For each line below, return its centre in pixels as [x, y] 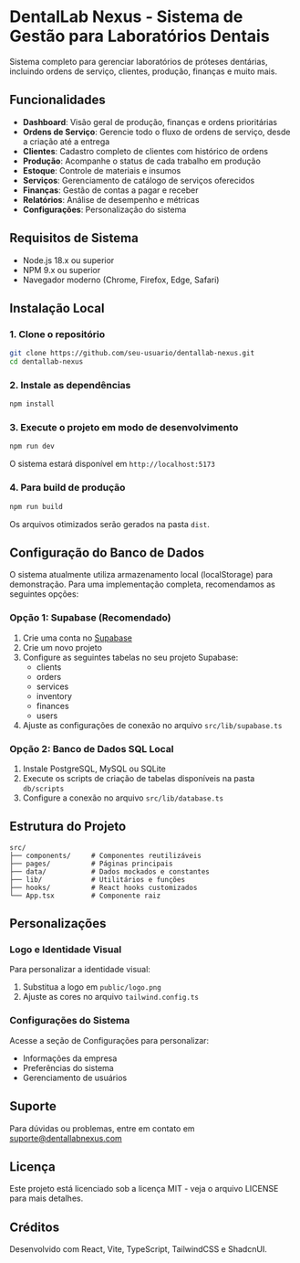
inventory [54, 695]
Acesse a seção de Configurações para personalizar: [109, 1040]
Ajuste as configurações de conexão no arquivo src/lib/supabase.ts [152, 725]
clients [49, 667]
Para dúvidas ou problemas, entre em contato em [102, 1128]
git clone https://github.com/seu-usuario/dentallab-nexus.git [132, 354]
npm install [32, 404]
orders [49, 676]
